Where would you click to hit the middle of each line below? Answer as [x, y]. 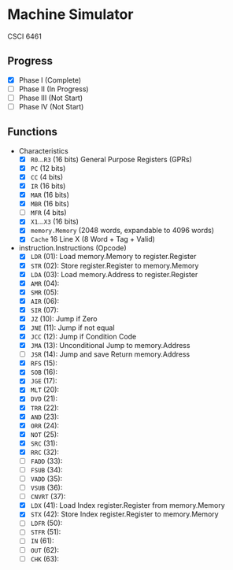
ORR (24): [45, 425]
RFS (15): [44, 363]
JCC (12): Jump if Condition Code [83, 337]
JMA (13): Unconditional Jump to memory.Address [110, 346]
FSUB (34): [47, 469]
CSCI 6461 [25, 36]
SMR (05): [45, 292]
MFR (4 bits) [48, 213]
